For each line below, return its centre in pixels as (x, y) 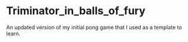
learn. (13, 33)
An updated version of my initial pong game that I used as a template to (94, 27)
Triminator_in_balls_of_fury (76, 11)
